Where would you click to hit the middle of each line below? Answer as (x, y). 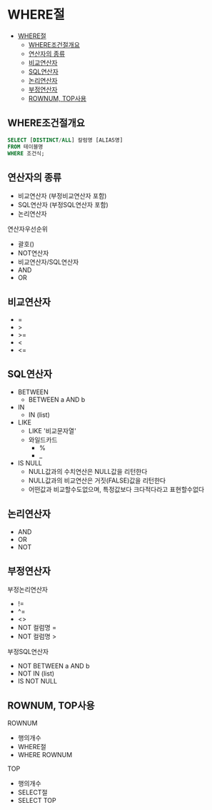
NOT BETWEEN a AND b (54, 666)
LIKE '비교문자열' (52, 430)
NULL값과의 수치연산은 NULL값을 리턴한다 (88, 471)
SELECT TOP (37, 801)
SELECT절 (32, 792)
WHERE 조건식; (26, 153)
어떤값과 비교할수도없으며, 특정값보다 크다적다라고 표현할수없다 (116, 489)
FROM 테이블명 (25, 147)
